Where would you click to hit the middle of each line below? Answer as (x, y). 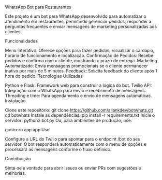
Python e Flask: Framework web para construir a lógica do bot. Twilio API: (79, 85)
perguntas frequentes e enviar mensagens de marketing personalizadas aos (81, 27)
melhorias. (15, 173)
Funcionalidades (21, 41)
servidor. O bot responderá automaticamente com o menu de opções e (76, 144)
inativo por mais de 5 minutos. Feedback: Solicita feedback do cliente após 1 (81, 71)
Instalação (15, 101)
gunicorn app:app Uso (27, 130)
